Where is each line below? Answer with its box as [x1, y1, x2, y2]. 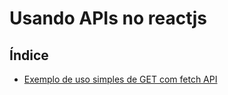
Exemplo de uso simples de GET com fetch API [23, 73, 218, 85]
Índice [9, 47, 49, 64]
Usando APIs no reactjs [9, 7, 207, 30]
